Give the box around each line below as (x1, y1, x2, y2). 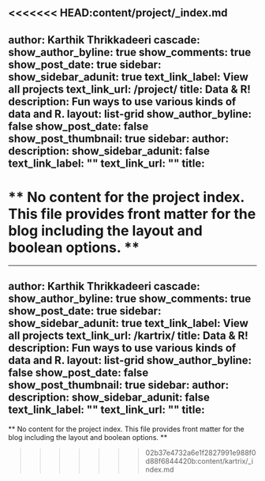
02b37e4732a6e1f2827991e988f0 (145, 448, 256, 457)
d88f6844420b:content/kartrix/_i (145, 456, 254, 465)
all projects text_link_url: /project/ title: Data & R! (8, 82, 251, 96)
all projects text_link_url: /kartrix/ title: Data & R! (8, 329, 248, 343)
